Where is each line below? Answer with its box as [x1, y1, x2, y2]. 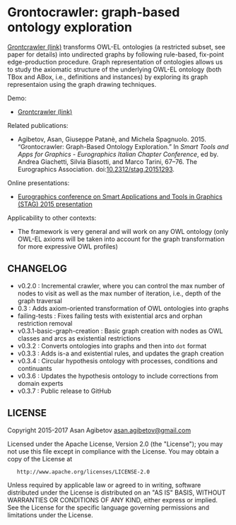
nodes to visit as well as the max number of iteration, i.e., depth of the [17, 289, 221, 297]
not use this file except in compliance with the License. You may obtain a [7, 447, 219, 456]
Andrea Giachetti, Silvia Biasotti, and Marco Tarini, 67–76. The [17, 157, 198, 166]
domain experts [17, 379, 64, 387]
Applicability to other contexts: [7, 213, 97, 222]
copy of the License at [7, 454, 73, 463]
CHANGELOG [7, 263, 67, 275]
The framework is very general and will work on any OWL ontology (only [17, 227, 229, 235]
